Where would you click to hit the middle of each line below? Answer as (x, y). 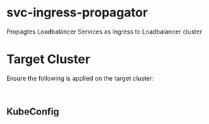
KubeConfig (33, 112)
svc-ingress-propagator (77, 13)
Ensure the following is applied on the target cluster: (80, 78)
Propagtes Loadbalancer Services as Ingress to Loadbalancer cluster (104, 32)
